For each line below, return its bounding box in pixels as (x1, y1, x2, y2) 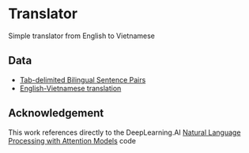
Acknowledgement (8, 106, 104, 120)
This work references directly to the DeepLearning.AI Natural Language (8, 128, 241, 137)
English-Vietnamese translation (19, 83, 122, 93)
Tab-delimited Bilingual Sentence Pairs (19, 75, 146, 84)
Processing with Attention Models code (8, 136, 137, 145)
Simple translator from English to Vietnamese (8, 31, 156, 40)
